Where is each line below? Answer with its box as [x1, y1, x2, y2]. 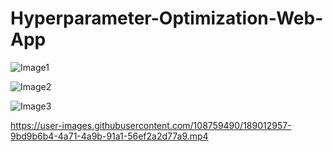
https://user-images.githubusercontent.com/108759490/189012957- [10, 119, 292, 131]
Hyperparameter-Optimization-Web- [10, 7, 324, 30]
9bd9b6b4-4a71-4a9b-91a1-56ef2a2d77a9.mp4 [10, 130, 209, 142]
